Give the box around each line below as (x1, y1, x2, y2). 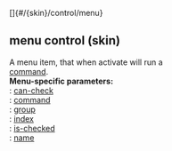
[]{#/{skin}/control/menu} (9, 8, 103, 18)
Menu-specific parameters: (9, 75, 114, 86)
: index (9, 113, 34, 123)
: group (9, 104, 36, 115)
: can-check (9, 84, 53, 96)
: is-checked (9, 123, 55, 133)
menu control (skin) (9, 33, 120, 48)
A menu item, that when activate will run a (9, 57, 163, 68)
